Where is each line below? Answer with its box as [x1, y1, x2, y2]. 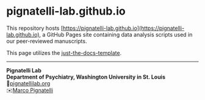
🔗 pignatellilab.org [6, 79, 51, 87]
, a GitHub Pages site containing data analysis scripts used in [39, 30, 193, 38]
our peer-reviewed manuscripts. [6, 37, 87, 45]
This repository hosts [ [6, 24, 63, 32]
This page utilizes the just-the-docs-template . [6, 49, 122, 56]
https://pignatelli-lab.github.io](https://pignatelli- [63, 24, 185, 32]
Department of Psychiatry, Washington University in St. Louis [6, 73, 166, 80]
